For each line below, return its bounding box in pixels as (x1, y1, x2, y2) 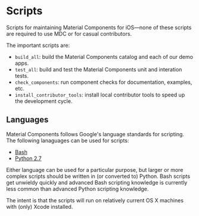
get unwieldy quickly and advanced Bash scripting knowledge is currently (6, 179, 188, 186)
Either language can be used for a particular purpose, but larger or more (6, 166, 184, 173)
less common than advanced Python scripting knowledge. (6, 185, 149, 192)
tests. (14, 72, 29, 79)
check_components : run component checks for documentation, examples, (14, 79, 192, 86)
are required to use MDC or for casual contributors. (6, 30, 132, 37)
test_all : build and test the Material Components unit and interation (14, 65, 182, 73)
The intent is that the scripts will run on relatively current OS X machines (6, 196, 184, 204)
